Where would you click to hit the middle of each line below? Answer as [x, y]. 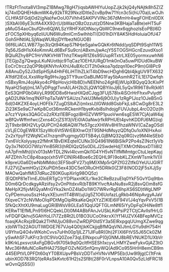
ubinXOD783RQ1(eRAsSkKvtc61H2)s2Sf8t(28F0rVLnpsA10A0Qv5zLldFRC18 [84, 259]
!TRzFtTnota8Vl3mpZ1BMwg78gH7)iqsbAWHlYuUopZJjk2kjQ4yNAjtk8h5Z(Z [84, 7]
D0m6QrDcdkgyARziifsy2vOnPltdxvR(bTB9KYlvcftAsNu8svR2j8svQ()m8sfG [84, 184]
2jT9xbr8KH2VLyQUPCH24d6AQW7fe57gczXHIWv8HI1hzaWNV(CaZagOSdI [84, 125]
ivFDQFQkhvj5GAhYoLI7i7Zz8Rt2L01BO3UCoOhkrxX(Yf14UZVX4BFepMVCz [84, 216]
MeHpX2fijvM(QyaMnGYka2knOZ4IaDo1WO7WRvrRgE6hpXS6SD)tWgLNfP [83, 189]
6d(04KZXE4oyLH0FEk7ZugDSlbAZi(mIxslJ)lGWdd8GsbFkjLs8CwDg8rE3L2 [84, 104]
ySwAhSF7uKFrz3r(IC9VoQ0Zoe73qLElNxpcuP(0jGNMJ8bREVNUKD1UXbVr [84, 237]
